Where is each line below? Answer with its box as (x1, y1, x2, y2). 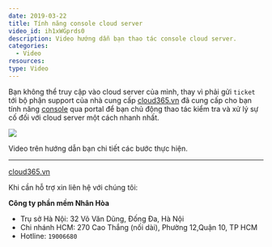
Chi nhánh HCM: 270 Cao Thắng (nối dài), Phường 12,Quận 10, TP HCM (19, 222, 257, 232)
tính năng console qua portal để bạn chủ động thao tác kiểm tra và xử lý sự (8, 104, 259, 113)
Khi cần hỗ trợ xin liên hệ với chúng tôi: (8, 182, 138, 192)
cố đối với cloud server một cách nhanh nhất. (8, 113, 159, 122)
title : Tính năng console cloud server (8, 19, 143, 28)
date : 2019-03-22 (8, 11, 67, 20)
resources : (8, 57, 45, 66)
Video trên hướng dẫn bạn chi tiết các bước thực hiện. (8, 143, 188, 153)
